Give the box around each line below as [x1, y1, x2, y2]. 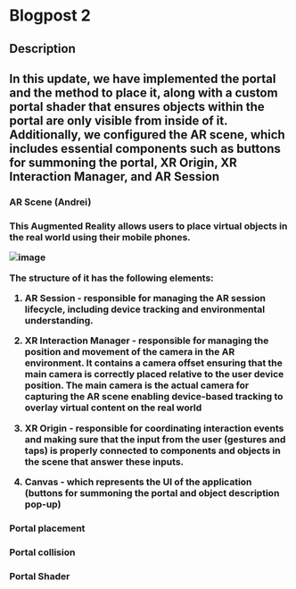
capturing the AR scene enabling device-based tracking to [24, 391, 284, 403]
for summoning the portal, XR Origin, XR [9, 155, 238, 170]
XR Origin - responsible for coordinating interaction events [24, 422, 284, 434]
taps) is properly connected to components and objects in [24, 444, 281, 457]
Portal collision [9, 546, 76, 559]
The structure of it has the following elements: [9, 272, 214, 284]
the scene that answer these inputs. [24, 455, 185, 467]
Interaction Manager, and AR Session [9, 169, 220, 184]
